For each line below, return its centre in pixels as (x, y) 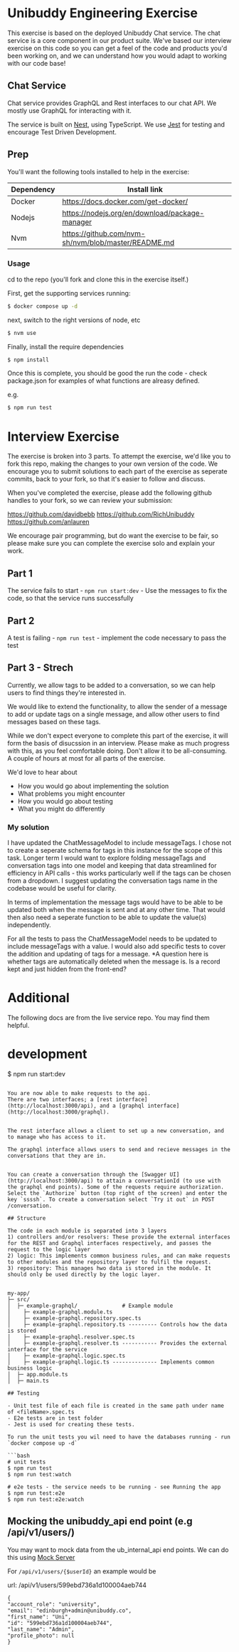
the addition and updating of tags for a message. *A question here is (108, 954)
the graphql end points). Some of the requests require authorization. (116, 1187)
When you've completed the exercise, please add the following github (110, 493)
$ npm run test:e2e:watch (46, 1499)
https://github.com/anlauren (49, 522)
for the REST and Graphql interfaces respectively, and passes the (110, 1243)
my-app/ (19, 1293)
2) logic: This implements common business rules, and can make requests (119, 1256)
